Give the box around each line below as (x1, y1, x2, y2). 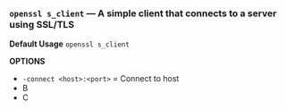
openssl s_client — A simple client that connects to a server (9, 7, 277, 20)
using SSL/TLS (9, 18, 75, 30)
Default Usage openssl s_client (9, 38, 130, 49)
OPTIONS (9, 56, 46, 67)
